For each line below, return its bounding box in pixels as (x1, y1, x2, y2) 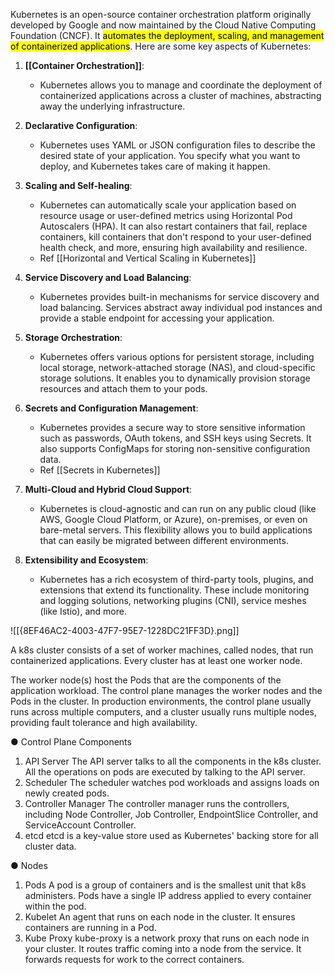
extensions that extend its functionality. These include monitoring (39, 584, 310, 596)
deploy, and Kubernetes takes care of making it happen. (39, 160, 271, 172)
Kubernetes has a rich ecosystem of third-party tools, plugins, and (39, 574, 314, 585)
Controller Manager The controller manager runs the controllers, (24, 798, 290, 809)
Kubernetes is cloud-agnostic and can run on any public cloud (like (39, 503, 317, 514)
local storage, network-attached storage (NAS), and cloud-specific (39, 362, 316, 373)
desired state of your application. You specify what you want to (39, 150, 301, 161)
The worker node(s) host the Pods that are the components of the (10, 674, 282, 686)
